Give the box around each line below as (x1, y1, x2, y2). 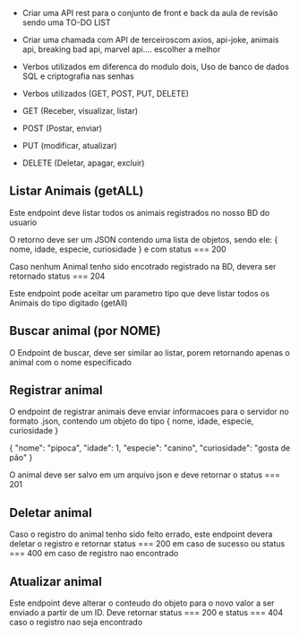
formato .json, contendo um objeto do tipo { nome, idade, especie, (9, 416, 254, 426)
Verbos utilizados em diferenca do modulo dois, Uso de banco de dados (21, 62, 289, 72)
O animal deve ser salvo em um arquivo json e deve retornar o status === (9, 469, 280, 480)
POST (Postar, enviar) (21, 123, 103, 133)
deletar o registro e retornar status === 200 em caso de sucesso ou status (9, 538, 286, 549)
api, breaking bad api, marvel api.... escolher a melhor (21, 44, 221, 55)
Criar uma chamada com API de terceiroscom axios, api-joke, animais (21, 35, 279, 45)
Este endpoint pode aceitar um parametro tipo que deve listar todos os (9, 288, 270, 298)
